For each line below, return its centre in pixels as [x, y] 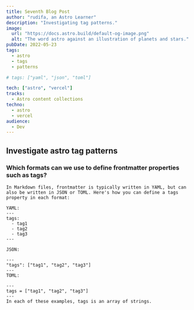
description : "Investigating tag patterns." [62, 23]
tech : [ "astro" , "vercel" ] [39, 88]
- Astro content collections [47, 99]
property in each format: [38, 197]
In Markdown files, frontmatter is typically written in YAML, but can [96, 187]
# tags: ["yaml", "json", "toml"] [49, 78]
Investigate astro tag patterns [62, 151]
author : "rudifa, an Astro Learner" [51, 17]
